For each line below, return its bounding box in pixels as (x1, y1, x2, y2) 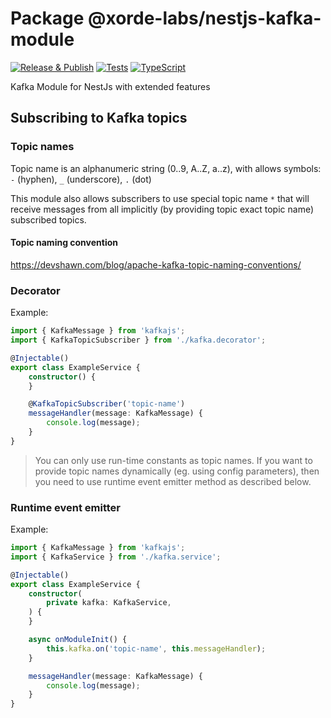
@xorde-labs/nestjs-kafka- (88, 7, 322, 30)
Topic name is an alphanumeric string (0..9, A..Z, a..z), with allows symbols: (10, 162, 322, 174)
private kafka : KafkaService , (46, 598, 172, 608)
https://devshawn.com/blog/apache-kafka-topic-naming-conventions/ (10, 258, 302, 271)
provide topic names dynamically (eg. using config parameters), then (34, 465, 320, 477)
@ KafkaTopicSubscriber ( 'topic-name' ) (28, 399, 186, 409)
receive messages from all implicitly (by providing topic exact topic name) (10, 203, 315, 215)
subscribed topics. (10, 213, 87, 226)
